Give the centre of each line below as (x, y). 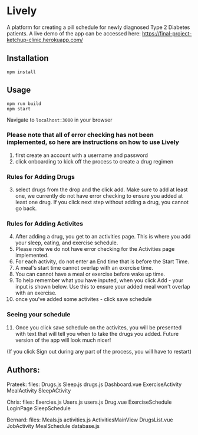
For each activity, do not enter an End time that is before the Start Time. (102, 261)
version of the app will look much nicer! (63, 340)
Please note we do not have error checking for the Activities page (95, 249)
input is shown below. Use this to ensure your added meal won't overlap (103, 287)
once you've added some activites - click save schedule (83, 299)
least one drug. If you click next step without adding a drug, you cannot (102, 202)
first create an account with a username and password (82, 155)
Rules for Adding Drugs (41, 176)
